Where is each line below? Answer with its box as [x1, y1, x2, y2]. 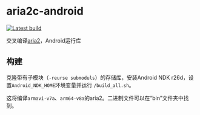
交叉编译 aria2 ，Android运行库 [6, 37, 81, 44]
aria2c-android [6, 4, 84, 18]
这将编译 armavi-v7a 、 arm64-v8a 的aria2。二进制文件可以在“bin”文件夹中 [6, 94, 184, 102]
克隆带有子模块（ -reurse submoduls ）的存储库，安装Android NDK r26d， [6, 74, 189, 81]
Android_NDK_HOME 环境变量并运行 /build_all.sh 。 [12, 81, 135, 89]
